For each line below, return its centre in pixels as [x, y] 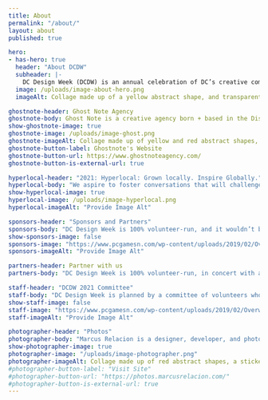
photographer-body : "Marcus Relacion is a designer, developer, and [124, 339]
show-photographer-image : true [60, 347]
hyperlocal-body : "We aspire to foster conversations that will [117, 185]
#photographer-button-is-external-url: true [83, 384]
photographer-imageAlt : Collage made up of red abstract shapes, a [123, 361]
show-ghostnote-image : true [55, 126]
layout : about [32, 30]
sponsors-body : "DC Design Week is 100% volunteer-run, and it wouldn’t [132, 229]
